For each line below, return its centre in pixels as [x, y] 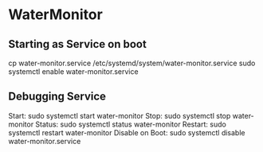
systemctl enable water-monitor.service [73, 72]
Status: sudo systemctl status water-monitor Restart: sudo [131, 124]
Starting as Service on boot [78, 44]
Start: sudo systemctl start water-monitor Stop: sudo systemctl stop [120, 115]
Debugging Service [57, 97]
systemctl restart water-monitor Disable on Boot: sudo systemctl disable [127, 132]
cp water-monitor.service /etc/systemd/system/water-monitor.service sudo [132, 63]
